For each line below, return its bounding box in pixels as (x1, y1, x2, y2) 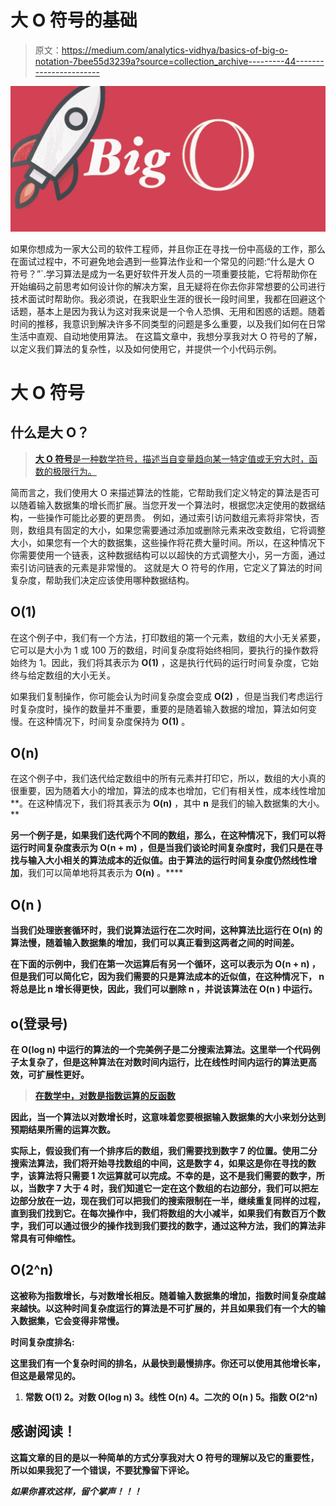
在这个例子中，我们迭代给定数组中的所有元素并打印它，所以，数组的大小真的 (10, 772, 326, 785)
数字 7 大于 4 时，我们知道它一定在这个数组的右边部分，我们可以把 (36, 1182, 310, 1194)
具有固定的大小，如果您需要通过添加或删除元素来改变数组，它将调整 (44, 524, 326, 536)
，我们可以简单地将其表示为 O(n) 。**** (19, 867, 184, 879)
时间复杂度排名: (10, 1336, 75, 1348)
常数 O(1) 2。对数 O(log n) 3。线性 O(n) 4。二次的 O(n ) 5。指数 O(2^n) (24, 1391, 318, 1403)
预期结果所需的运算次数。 (10, 1123, 116, 1135)
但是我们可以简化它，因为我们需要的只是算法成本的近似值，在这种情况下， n (10, 971, 325, 983)
